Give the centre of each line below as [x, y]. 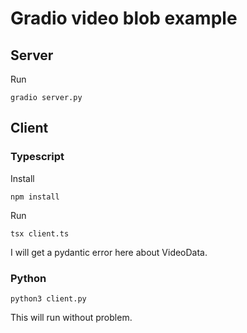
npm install [35, 197]
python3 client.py [48, 298]
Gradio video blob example [124, 18]
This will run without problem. [71, 317]
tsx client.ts [40, 233]
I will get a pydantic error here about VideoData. [109, 252]
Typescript [37, 157]
